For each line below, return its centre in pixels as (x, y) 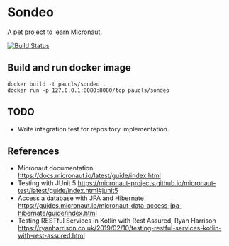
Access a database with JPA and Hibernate (80, 198)
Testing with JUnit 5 (47, 183)
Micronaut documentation (55, 168)
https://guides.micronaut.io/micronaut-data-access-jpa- (100, 206)
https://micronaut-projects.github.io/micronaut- (147, 183)
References (33, 151)
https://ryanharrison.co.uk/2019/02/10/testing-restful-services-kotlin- (119, 228)
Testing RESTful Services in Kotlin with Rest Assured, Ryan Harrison (117, 221)
